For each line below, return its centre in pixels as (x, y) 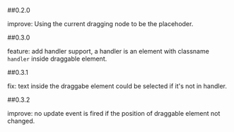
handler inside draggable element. (57, 59)
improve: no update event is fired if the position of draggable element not (114, 113)
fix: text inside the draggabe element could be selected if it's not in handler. (117, 86)
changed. (21, 121)
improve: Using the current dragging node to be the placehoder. (100, 24)
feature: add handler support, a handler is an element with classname (109, 51)
